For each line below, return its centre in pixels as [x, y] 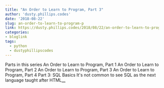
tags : [10, 42]
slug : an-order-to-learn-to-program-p [44, 23]
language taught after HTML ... [35, 80]
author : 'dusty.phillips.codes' [38, 14]
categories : [17, 32]
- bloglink [16, 37]
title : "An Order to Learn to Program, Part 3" [54, 10]
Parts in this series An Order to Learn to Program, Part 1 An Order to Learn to [82, 65]
